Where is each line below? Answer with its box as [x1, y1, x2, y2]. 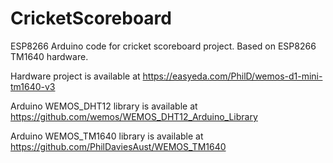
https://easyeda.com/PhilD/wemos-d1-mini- [142, 70, 323, 82]
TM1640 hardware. [10, 50, 89, 62]
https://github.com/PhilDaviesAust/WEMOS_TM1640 [10, 140, 227, 152]
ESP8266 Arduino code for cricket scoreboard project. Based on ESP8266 [10, 40, 317, 52]
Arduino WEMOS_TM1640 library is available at [10, 130, 204, 142]
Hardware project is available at [10, 70, 141, 82]
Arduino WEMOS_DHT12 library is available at [10, 100, 198, 112]
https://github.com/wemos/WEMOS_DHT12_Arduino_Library [10, 110, 258, 122]
